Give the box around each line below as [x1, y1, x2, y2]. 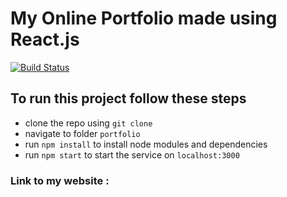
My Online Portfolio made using [10, 7, 278, 30]
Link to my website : [10, 173, 110, 187]
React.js [10, 28, 80, 51]
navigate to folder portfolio [24, 127, 141, 139]
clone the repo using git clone [24, 117, 153, 129]
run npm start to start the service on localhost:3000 [24, 148, 240, 161]
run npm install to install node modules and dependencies [24, 138, 268, 150]
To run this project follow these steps [10, 90, 247, 107]
